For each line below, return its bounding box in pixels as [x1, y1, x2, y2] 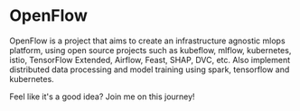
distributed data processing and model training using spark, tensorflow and [9, 64, 290, 75]
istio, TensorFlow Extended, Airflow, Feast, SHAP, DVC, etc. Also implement [9, 54, 291, 65]
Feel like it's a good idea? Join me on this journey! [9, 91, 196, 102]
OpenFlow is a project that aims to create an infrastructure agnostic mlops [9, 35, 286, 46]
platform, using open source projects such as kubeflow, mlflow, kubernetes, [9, 44, 292, 55]
